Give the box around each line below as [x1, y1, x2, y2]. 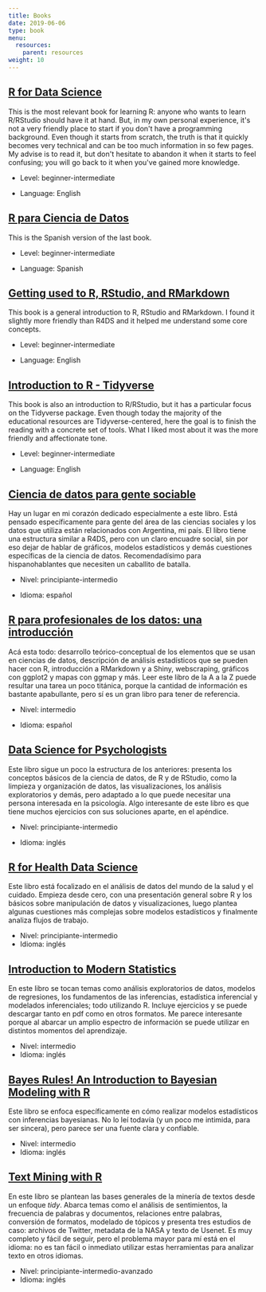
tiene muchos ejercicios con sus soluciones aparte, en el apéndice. [8, 806, 229, 816]
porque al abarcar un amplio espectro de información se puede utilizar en [8, 1017, 249, 1028]
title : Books [8, 11, 52, 20]
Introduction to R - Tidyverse [8, 378, 155, 392]
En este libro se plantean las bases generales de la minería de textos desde [8, 1192, 256, 1201]
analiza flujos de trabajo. [8, 915, 89, 925]
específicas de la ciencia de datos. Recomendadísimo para [8, 550, 201, 560]
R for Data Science [8, 85, 102, 100]
